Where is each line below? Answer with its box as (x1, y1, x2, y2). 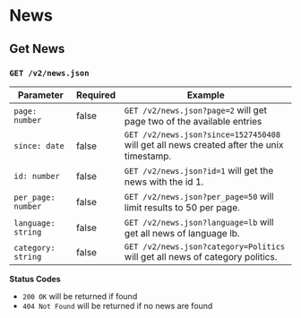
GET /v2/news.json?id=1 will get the (124, 164, 274, 176)
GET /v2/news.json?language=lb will (124, 216, 274, 228)
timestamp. (124, 150, 172, 162)
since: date (13, 141, 65, 150)
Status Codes (9, 273, 61, 284)
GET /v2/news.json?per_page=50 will (124, 190, 274, 202)
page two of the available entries (124, 115, 262, 127)
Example (186, 89, 226, 101)
